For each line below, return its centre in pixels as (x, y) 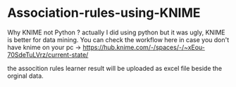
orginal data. (25, 76)
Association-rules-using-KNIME (104, 13)
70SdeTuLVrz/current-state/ (48, 55)
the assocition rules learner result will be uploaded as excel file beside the (115, 68)
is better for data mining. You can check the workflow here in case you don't (118, 39)
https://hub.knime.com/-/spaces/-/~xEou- (144, 47)
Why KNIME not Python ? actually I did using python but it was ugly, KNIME (116, 32)
